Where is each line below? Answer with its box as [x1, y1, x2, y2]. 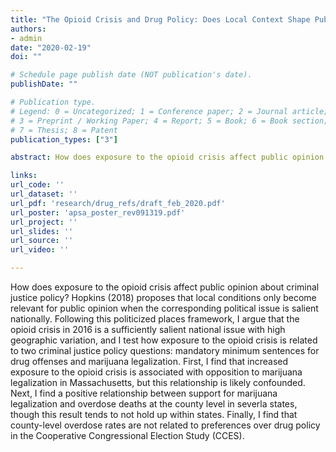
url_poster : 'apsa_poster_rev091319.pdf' [10, 207, 186, 218]
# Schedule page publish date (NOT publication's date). [10, 70, 253, 80]
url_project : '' [10, 217, 78, 227]
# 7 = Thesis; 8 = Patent [10, 125, 118, 135]
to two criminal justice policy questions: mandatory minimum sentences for [10, 345, 320, 356]
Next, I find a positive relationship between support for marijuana [10, 387, 278, 399]
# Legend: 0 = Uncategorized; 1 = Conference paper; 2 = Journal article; [10, 106, 329, 116]
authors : [10, 24, 47, 34]
